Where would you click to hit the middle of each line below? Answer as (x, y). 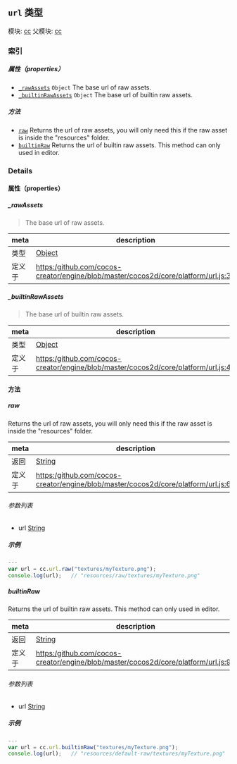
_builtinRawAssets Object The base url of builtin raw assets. (105, 94)
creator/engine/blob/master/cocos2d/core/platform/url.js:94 (135, 663)
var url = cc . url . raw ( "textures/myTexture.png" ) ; (82, 569)
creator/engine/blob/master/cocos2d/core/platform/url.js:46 (135, 367)
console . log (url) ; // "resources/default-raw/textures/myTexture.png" (117, 754)
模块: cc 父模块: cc (35, 31)
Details (20, 171)
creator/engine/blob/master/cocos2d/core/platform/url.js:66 (135, 483)
